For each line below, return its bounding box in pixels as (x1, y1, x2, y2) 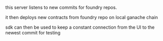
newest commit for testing (5, 30, 60, 35)
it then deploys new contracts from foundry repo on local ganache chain (5, 14, 158, 20)
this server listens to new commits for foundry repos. (5, 5, 117, 10)
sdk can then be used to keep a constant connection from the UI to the (5, 24, 155, 30)
